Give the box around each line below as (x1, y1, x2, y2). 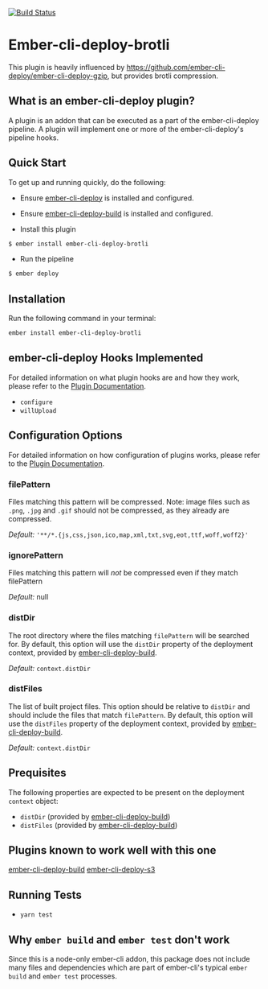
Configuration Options (8, 429, 123, 443)
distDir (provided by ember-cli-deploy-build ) (19, 811, 171, 821)
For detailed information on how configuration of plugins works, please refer (8, 450, 261, 459)
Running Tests (8, 888, 82, 901)
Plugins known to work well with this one (8, 843, 217, 857)
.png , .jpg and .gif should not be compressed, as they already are (8, 505, 230, 515)
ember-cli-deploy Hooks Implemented (8, 351, 204, 365)
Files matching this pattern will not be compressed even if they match (8, 568, 238, 578)
